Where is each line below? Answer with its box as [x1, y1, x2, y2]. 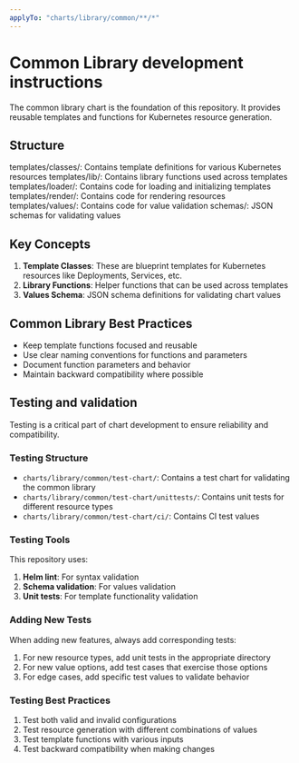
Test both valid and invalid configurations [22, 715, 177, 725]
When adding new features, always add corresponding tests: [9, 634, 237, 645]
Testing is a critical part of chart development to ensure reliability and [9, 419, 269, 430]
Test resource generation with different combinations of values [22, 724, 258, 735]
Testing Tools [9, 533, 71, 546]
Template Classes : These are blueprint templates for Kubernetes [22, 261, 266, 272]
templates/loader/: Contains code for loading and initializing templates [9, 181, 272, 192]
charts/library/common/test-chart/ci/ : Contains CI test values [22, 510, 260, 522]
